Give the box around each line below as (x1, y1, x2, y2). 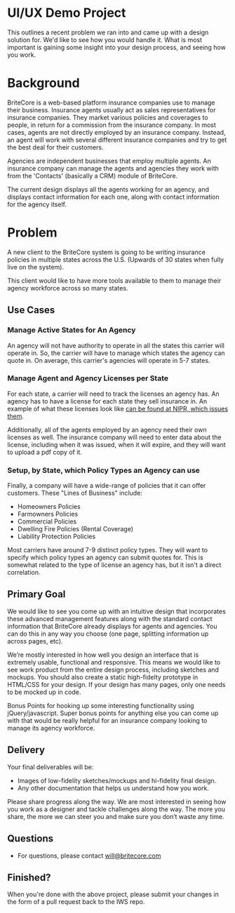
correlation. (7, 568, 41, 577)
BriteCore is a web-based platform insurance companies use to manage (7, 98, 215, 107)
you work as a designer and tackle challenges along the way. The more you (7, 805, 226, 813)
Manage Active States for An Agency (7, 325, 136, 335)
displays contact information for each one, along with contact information (7, 192, 220, 201)
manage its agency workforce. (7, 724, 95, 732)
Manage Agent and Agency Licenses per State (7, 373, 169, 383)
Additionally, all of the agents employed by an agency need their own (7, 425, 207, 434)
